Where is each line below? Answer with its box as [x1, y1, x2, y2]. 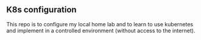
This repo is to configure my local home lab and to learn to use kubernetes [6, 20, 194, 27]
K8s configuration [6, 5, 77, 15]
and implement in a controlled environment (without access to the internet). [6, 27, 196, 34]
